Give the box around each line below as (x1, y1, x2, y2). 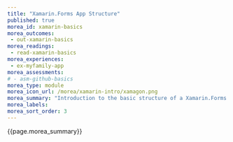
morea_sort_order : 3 (7, 108, 68, 115)
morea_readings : (7, 43, 55, 50)
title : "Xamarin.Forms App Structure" (7, 10, 120, 17)
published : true (7, 17, 55, 24)
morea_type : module (7, 82, 64, 89)
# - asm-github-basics (7, 75, 73, 83)
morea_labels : (7, 101, 49, 108)
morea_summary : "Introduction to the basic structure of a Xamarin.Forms (7, 95, 227, 102)
